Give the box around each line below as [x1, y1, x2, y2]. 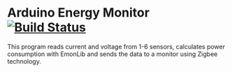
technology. [7, 57, 42, 65]
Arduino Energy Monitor [7, 5, 150, 21]
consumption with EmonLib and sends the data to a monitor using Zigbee [7, 50, 218, 58]
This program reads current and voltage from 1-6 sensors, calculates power [7, 42, 226, 51]
